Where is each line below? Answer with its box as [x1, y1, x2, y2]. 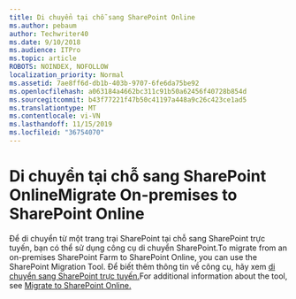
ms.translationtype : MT [9, 103, 97, 112]
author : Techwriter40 [9, 29, 89, 38]
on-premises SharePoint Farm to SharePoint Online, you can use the [9, 251, 258, 262]
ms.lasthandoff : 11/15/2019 [9, 120, 113, 129]
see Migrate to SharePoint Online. [9, 280, 132, 290]
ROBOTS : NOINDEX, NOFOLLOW [9, 63, 109, 72]
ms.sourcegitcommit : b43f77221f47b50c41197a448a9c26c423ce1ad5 [9, 95, 247, 104]
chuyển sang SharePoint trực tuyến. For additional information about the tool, [9, 271, 288, 281]
